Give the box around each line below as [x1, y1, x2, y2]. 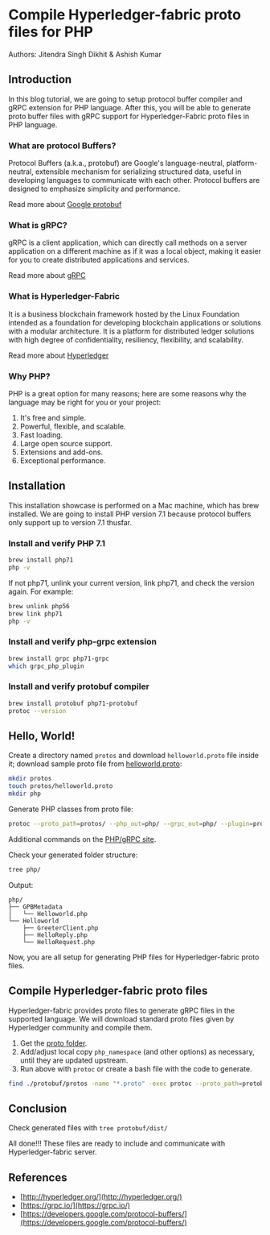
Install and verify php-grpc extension [8, 636, 157, 648]
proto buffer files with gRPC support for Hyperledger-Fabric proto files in [8, 111, 250, 121]
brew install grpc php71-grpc [8, 654, 110, 662]
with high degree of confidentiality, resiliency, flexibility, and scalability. [8, 334, 243, 344]
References [8, 1171, 67, 1184]
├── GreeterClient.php [22, 924, 99, 932]
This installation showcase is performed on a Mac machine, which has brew [8, 500, 260, 510]
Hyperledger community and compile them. [8, 1022, 153, 1032]
